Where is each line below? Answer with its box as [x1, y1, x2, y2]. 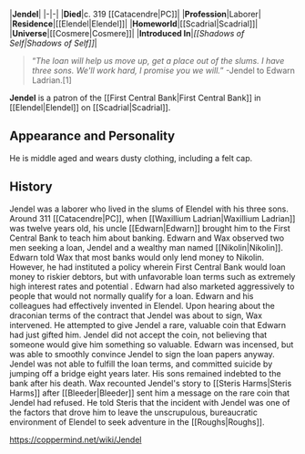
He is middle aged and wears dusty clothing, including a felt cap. [9, 152, 253, 163]
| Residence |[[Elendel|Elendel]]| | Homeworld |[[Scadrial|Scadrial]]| [9, 18, 259, 29]
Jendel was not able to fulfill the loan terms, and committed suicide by [9, 358, 273, 369]
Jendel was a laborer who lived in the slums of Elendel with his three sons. [9, 203, 289, 214]
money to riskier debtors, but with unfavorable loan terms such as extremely [9, 271, 296, 282]
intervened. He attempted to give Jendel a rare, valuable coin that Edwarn [9, 319, 287, 330]
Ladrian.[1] [31, 75, 73, 86]
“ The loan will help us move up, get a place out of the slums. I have [31, 56, 285, 66]
